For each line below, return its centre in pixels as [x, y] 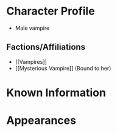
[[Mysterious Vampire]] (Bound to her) [63, 68]
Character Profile [51, 11]
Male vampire [32, 28]
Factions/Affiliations [46, 47]
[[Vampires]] [31, 61]
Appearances [41, 121]
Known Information [56, 93]
